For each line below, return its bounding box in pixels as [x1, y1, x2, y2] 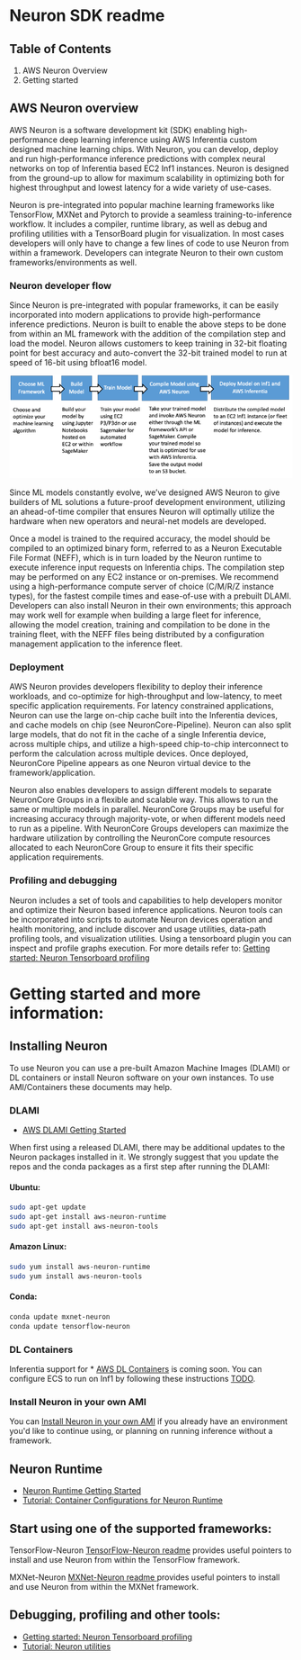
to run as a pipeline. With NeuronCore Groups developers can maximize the [9, 823, 289, 834]
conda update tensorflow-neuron [9, 1322, 130, 1331]
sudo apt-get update [9, 1203, 87, 1212]
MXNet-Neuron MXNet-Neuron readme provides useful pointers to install [9, 1572, 280, 1583]
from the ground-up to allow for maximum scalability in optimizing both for [9, 172, 285, 183]
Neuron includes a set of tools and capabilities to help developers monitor [9, 895, 283, 906]
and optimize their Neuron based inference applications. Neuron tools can [9, 904, 283, 915]
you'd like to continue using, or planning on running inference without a [9, 1426, 273, 1437]
